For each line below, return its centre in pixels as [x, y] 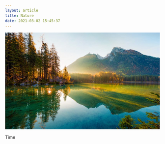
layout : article [22, 10]
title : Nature [20, 15]
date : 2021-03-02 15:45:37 [33, 21]
